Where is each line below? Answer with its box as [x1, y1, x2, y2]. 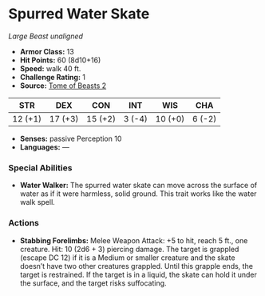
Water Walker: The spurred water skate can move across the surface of [19, 181, 258, 190]
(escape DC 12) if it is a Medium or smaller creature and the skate [19, 253, 235, 262]
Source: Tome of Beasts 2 [19, 81, 107, 90]
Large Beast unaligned [8, 31, 84, 41]
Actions [8, 218, 40, 229]
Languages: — [19, 142, 69, 152]
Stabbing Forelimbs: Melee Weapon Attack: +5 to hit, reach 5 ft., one [19, 235, 248, 245]
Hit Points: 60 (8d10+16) [19, 55, 101, 65]
